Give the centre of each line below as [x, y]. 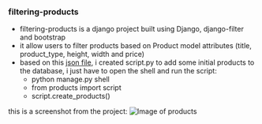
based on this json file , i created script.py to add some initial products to [137, 62]
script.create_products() [71, 96]
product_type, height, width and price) [82, 54]
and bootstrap [42, 37]
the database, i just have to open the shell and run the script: [118, 71]
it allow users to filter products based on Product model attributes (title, [136, 46]
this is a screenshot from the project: [68, 111]
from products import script [76, 88]
